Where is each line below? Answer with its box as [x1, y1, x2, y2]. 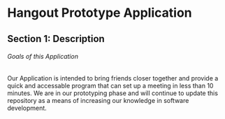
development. [7, 104, 47, 112]
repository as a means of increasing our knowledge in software [7, 96, 189, 104]
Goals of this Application [7, 52, 79, 61]
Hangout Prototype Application [7, 5, 192, 21]
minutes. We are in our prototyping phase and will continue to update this [7, 89, 219, 97]
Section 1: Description [7, 33, 105, 45]
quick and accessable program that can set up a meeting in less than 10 [7, 81, 214, 90]
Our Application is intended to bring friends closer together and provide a [7, 73, 219, 82]
